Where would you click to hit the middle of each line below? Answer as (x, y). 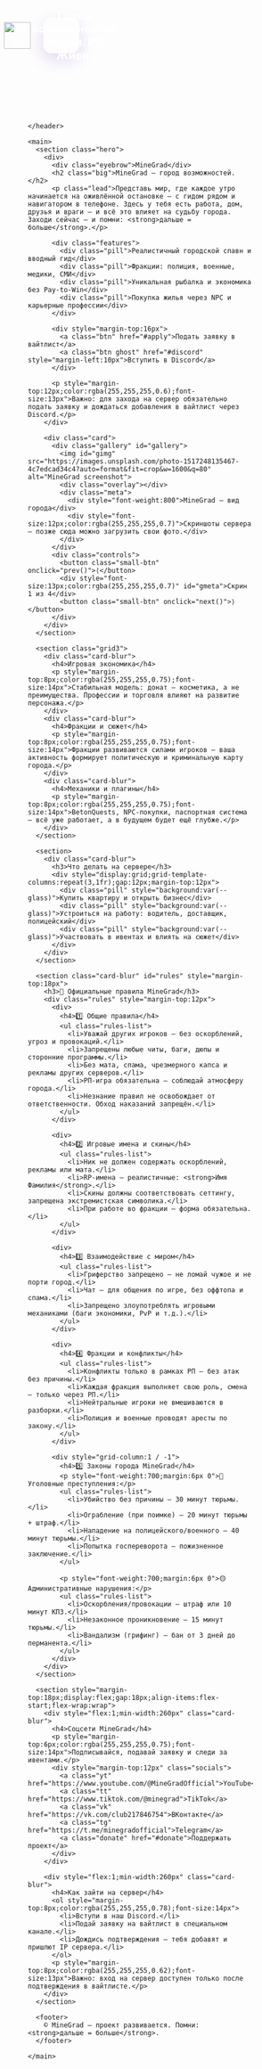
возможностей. (209, 173)
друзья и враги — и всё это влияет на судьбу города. (130, 212)
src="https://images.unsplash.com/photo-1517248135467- (134, 462)
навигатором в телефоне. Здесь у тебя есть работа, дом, (136, 204)
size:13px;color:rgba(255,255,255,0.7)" (104, 586)
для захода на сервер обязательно (163, 399)
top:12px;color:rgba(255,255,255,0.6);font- (112, 391)
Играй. (67, 42)
